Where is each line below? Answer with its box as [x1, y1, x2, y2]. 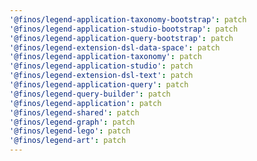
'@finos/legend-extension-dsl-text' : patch [9, 71, 194, 81]
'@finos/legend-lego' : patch [9, 126, 131, 136]
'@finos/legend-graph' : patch [9, 117, 136, 127]
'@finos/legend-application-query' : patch [9, 80, 189, 90]
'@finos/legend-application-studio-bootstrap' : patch [9, 24, 239, 34]
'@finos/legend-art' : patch [9, 136, 127, 146]
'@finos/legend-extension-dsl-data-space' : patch [9, 42, 221, 53]
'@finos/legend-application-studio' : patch [9, 61, 194, 71]
